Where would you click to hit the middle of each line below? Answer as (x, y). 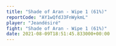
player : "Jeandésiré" (34, 23)
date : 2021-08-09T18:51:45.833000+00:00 (58, 34)
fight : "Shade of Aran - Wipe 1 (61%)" (57, 28)
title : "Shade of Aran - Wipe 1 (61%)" (57, 12)
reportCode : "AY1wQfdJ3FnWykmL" (47, 17)
